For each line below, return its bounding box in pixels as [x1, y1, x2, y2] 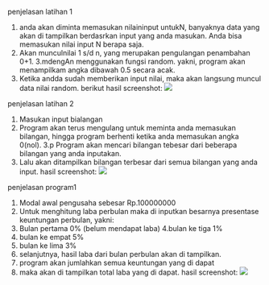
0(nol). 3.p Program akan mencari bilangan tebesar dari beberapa [19, 140, 238, 150]
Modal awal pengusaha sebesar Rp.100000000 [19, 198, 176, 208]
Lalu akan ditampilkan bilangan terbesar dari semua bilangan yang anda [19, 157, 259, 167]
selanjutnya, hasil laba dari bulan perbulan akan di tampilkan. [19, 250, 222, 258]
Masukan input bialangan [19, 114, 103, 124]
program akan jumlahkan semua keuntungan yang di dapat [19, 258, 215, 267]
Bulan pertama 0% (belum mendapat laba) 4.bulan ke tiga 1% [19, 224, 223, 233]
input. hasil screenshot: [19, 167, 97, 176]
